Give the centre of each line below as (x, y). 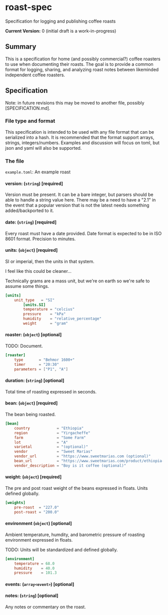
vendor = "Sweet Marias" (53, 452)
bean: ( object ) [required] (31, 403)
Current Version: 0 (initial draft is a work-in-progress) (61, 31)
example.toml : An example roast (38, 172)
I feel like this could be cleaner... (38, 271)
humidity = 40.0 (34, 568)
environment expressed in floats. (39, 540)
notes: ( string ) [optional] (32, 596)
